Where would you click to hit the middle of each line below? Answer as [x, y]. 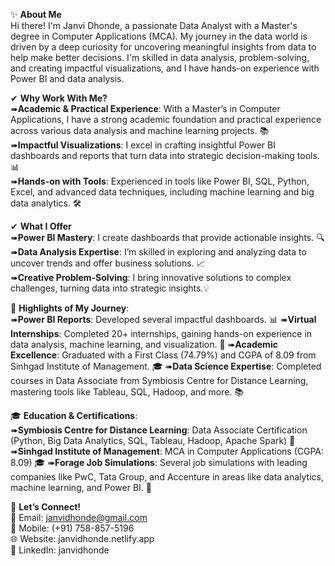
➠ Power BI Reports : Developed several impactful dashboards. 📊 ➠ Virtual [163, 319]
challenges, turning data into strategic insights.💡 [110, 288]
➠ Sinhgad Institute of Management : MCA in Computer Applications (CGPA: [167, 451]
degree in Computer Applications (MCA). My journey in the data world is [159, 36]
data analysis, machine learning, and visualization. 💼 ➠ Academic [144, 344]
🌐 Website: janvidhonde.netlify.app [82, 538]
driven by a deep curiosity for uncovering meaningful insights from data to [163, 47]
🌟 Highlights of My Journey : [70, 308]
